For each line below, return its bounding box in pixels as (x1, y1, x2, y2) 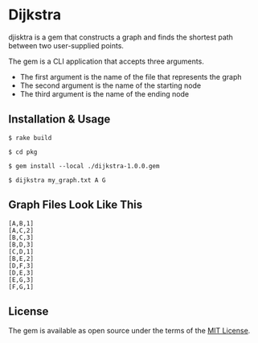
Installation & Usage (8, 113, 111, 126)
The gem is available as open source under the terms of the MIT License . (8, 326, 251, 336)
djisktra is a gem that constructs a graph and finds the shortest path (8, 32, 233, 42)
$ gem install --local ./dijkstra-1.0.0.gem (8, 162, 160, 170)
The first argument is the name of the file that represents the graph (19, 72, 242, 81)
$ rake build (8, 134, 52, 142)
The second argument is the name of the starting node (19, 81, 202, 90)
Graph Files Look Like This (8, 198, 143, 212)
